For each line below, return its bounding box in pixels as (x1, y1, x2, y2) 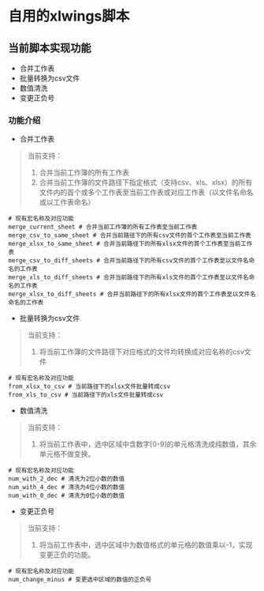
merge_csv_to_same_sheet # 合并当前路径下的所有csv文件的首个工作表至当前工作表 (8, 232, 251, 239)
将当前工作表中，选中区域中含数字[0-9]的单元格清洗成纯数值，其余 (39, 439, 257, 449)
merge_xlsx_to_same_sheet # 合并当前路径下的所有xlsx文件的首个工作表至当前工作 (8, 240, 253, 248)
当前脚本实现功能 (8, 41, 91, 55)
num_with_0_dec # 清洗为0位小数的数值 (8, 491, 125, 500)
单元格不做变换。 (39, 450, 95, 459)
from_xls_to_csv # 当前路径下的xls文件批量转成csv (8, 391, 164, 399)
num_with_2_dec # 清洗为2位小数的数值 (8, 475, 125, 483)
